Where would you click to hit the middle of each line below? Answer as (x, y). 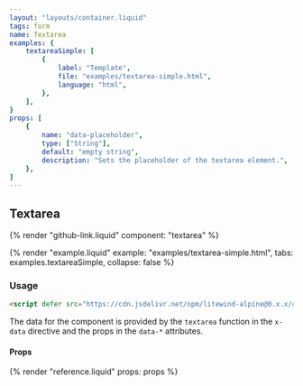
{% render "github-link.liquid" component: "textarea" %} (114, 235)
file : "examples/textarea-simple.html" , (134, 77)
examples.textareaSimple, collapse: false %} (92, 262)
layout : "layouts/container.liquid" (78, 18)
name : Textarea (38, 34)
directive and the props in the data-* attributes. (115, 331)
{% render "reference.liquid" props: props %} (94, 372)
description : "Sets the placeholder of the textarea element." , (165, 160)
